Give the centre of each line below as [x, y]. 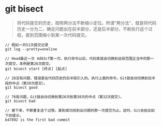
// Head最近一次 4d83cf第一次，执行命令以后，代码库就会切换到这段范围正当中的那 [78, 58]
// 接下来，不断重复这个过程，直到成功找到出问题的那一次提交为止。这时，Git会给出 [78, 110]
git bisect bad [20, 101]
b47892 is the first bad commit [37, 120]
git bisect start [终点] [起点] [36, 69]
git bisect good [21, 87]
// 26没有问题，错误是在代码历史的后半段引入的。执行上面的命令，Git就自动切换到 [77, 78]
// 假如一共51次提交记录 [27, 45]
